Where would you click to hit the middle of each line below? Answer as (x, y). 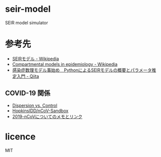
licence (20, 137)
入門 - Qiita (28, 76)
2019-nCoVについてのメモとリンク (47, 116)
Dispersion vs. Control (35, 105)
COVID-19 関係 (28, 93)
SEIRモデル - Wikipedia (36, 59)
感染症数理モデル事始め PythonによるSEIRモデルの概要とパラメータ (82, 70)
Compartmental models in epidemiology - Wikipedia (65, 64)
